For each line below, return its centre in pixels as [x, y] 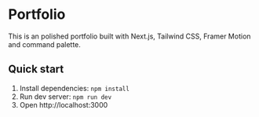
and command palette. [44, 44]
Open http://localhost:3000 [64, 104]
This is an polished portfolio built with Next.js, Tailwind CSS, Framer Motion [129, 36]
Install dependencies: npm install [74, 88]
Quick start [36, 69]
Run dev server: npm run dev [66, 97]
